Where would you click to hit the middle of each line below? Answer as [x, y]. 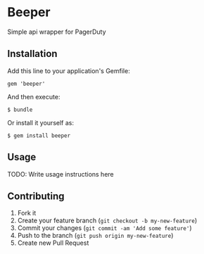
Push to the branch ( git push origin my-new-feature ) [95, 236]
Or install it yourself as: [40, 122]
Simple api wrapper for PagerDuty [57, 32]
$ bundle [20, 110]
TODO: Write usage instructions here [60, 174]
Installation [32, 54]
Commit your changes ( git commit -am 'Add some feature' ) [104, 228]
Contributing [36, 196]
